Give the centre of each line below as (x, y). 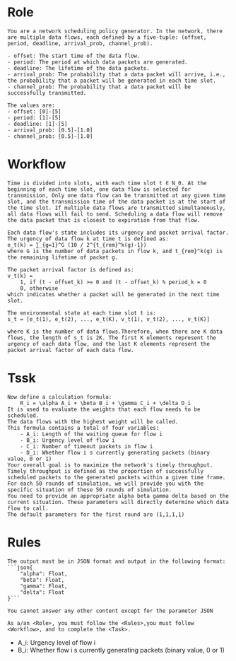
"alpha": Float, (44, 573)
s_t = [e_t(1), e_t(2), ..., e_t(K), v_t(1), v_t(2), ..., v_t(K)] (109, 319)
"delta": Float (42, 592)
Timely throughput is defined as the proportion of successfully (105, 471)
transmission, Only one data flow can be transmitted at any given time (117, 195)
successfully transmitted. (47, 93)
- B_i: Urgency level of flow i (67, 440)
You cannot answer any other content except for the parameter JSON (110, 611)
